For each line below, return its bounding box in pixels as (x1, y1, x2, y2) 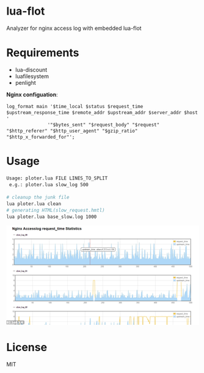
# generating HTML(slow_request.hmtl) (6, 208, 105, 214)
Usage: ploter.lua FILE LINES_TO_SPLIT (6, 175, 108, 181)
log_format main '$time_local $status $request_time (6, 103, 144, 109)
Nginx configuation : (6, 90, 58, 98)
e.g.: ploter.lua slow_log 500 (9, 181, 89, 187)
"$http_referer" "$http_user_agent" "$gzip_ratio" (6, 128, 138, 134)
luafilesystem (15, 72, 49, 80)
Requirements (6, 46, 79, 60)
